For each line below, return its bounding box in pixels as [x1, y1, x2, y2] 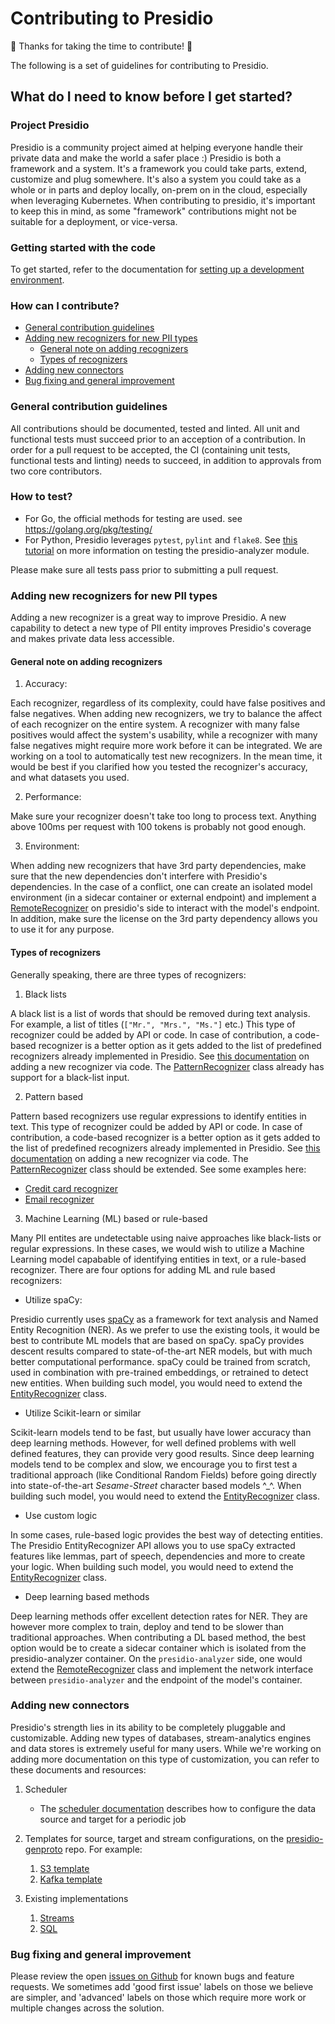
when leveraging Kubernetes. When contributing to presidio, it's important [10, 194, 316, 206]
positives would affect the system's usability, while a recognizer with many [10, 729, 318, 741]
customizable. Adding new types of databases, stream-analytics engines [10, 1732, 312, 1744]
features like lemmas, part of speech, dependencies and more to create [10, 1550, 306, 1562]
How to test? [10, 490, 73, 504]
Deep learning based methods [24, 1590, 150, 1602]
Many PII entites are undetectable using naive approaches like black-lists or [10, 1232, 322, 1244]
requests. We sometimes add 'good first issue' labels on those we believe [10, 1981, 314, 1993]
